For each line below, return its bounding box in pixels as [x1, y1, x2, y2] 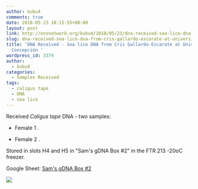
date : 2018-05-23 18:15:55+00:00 [6, 19, 88, 25]
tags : [6, 80, 19, 86]
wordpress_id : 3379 [6, 53, 54, 58]
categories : [6, 69, 35, 75]
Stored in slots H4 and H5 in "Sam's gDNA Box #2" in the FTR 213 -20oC [6, 147, 183, 154]
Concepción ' [11, 47, 44, 53]
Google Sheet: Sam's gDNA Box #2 [6, 165, 92, 172]
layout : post [6, 25, 38, 31]
